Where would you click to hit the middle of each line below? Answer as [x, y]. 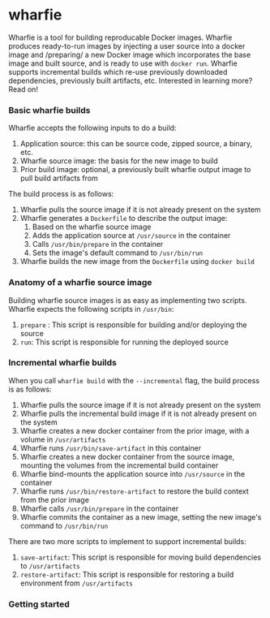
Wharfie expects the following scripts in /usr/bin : [91, 309]
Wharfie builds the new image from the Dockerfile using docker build [137, 261]
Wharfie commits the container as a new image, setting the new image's [141, 516]
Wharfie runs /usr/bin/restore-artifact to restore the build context [134, 491]
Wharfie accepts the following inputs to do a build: [92, 128]
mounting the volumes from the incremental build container [119, 465]
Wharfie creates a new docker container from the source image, [127, 456]
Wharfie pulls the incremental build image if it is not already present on [138, 413]
